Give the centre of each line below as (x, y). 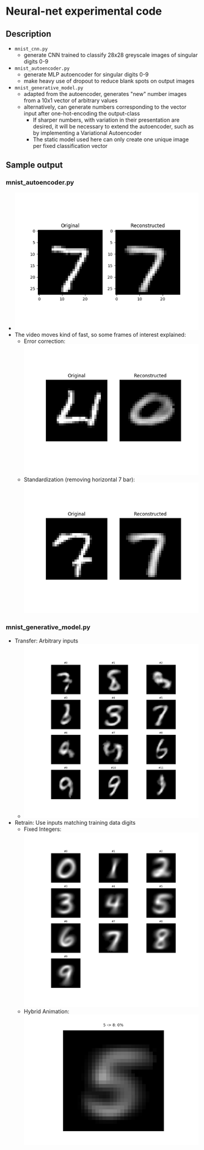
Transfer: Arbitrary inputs (46, 641)
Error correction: (44, 341)
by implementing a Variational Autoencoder (87, 133)
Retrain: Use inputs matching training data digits (75, 823)
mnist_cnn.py (31, 49)
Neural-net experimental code (84, 11)
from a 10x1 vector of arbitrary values (71, 100)
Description (28, 34)
